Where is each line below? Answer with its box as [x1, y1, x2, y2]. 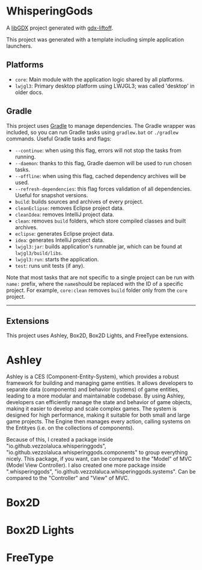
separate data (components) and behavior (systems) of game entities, [6, 386, 180, 393]
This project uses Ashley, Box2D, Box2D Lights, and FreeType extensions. [6, 332, 189, 339]
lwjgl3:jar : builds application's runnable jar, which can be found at [14, 242, 182, 250]
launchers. [6, 42, 32, 49]
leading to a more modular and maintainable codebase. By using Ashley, [6, 392, 185, 399]
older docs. [14, 89, 43, 96]
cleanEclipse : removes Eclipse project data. [14, 204, 124, 212]
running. [14, 153, 36, 160]
